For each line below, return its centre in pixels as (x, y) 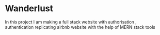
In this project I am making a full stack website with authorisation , (71, 22)
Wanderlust (29, 9)
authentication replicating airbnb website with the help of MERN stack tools (80, 27)
